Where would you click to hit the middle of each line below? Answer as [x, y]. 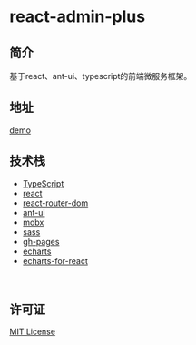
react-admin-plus [78, 17]
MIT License [33, 332]
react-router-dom [55, 203]
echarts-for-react [55, 260]
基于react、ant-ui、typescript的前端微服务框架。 [101, 76]
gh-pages [41, 241]
